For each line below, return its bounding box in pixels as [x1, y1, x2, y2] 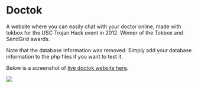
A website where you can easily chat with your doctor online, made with [6, 23, 181, 30]
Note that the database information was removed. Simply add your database [6, 46, 192, 53]
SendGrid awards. [6, 35, 50, 42]
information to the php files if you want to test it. [6, 53, 123, 60]
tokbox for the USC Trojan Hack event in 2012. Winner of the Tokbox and [6, 29, 183, 36]
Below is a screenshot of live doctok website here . [6, 64, 129, 71]
